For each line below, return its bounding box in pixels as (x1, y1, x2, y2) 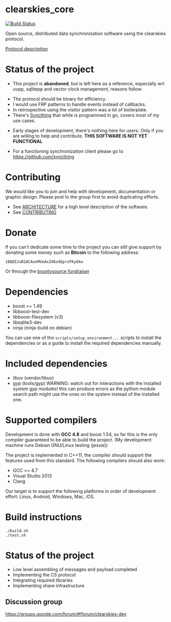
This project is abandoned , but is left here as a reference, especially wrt (12, 80, 165, 86)
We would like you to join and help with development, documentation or (5, 188, 156, 195)
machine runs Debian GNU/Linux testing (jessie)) (5, 442, 108, 448)
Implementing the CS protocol (12, 572, 76, 578)
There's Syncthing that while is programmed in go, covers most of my (12, 112, 160, 118)
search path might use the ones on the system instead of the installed (12, 391, 160, 397)
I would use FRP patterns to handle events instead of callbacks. (12, 101, 146, 107)
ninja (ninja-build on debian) (12, 324, 72, 330)
